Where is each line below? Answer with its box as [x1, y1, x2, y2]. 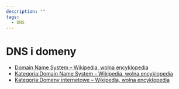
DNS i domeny [6, 44, 77, 58]
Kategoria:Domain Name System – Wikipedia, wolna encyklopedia [14, 70, 174, 77]
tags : [6, 14, 19, 20]
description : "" [6, 8, 46, 15]
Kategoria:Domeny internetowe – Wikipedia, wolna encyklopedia [14, 77, 170, 84]
